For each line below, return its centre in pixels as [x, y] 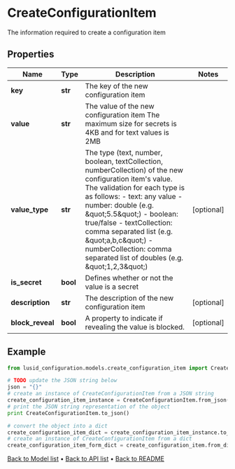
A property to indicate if [124, 318]
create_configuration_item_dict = [58, 433]
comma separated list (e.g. [129, 231]
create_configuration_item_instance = [64, 400]
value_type [30, 210]
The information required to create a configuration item [86, 32]
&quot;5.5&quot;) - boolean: [131, 214]
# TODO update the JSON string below [62, 381]
